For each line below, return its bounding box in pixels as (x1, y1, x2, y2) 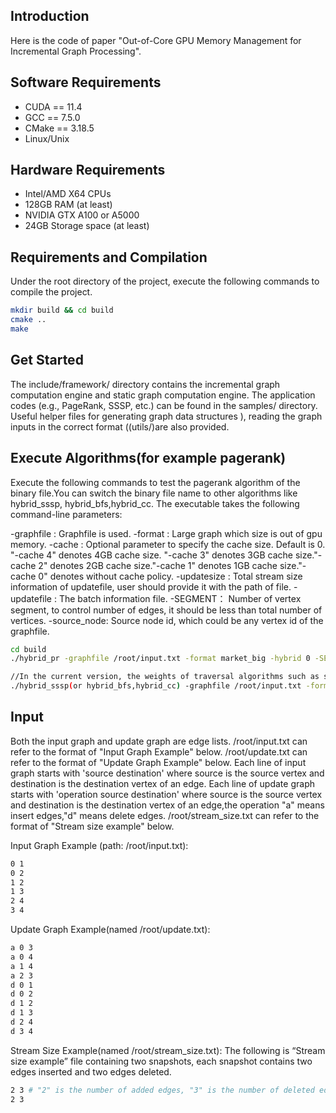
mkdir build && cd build (10, 305, 114, 316)
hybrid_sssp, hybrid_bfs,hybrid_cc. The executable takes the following (10, 497, 300, 509)
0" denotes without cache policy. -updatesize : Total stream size (38, 570, 303, 582)
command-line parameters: (10, 508, 123, 520)
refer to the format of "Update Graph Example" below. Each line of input (10, 756, 307, 768)
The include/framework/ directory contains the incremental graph (10, 378, 281, 390)
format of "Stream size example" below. (10, 820, 175, 832)
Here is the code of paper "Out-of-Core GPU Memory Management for (10, 34, 302, 46)
